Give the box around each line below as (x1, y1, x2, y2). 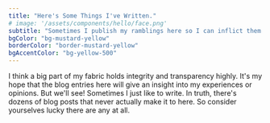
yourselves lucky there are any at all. (8, 105, 131, 115)
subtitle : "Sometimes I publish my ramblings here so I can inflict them (8, 27, 262, 35)
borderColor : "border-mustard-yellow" (8, 42, 139, 50)
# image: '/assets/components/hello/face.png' (8, 19, 168, 27)
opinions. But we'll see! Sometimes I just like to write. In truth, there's (8, 88, 237, 97)
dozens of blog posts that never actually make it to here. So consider (8, 97, 237, 106)
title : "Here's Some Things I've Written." (8, 11, 157, 20)
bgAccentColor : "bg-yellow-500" (8, 49, 117, 57)
